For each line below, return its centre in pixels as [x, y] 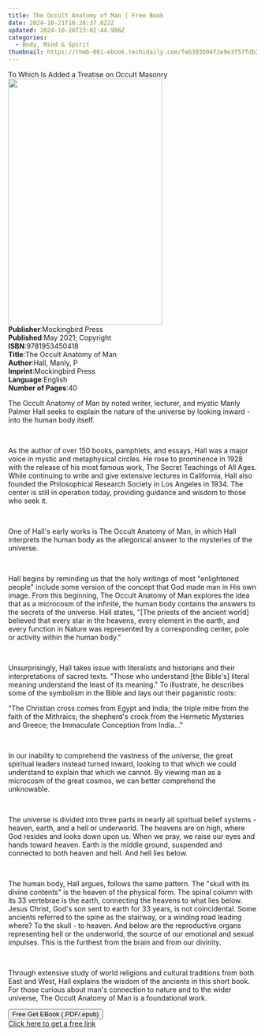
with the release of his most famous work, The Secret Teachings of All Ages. [132, 467]
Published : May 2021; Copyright [60, 337]
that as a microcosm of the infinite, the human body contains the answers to [132, 604]
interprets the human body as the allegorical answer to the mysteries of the [131, 540]
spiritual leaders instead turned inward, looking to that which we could [122, 764]
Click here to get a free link [52, 1023]
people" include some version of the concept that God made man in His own [132, 587]
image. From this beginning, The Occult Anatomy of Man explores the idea [129, 595]
